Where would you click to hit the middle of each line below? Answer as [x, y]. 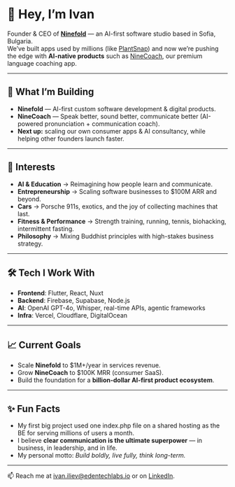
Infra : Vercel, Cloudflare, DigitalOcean [72, 316]
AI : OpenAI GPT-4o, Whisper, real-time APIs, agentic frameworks [111, 308]
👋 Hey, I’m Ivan [51, 14]
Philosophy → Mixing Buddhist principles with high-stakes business [115, 236]
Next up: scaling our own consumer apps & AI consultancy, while [112, 131]
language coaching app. [42, 63]
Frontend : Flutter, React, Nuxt [60, 293]
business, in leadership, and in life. [67, 448]
